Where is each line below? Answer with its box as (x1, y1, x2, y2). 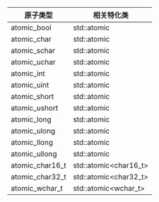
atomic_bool (11, 23, 52, 32)
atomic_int (11, 69, 46, 78)
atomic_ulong (11, 126, 56, 136)
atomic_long (11, 114, 52, 124)
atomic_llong (11, 138, 54, 147)
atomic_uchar (11, 57, 57, 66)
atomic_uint (11, 81, 49, 90)
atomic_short (11, 92, 54, 101)
